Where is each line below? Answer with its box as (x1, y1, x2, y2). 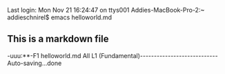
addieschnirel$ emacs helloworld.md (7, 13, 112, 21)
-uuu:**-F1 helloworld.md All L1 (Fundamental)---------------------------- (7, 51, 219, 59)
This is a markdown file (7, 33, 109, 45)
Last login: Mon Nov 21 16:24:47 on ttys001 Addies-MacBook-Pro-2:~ (7, 6, 205, 14)
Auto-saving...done (7, 59, 62, 67)
